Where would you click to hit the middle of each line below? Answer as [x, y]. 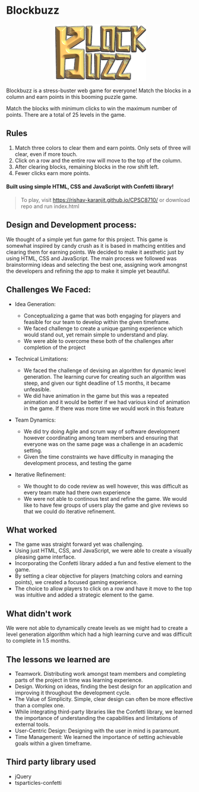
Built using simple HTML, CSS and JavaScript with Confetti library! [90, 187]
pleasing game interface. [45, 557]
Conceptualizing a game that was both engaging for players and [102, 316]
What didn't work [39, 614]
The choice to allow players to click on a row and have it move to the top [103, 589]
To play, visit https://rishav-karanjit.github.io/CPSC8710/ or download [105, 199]
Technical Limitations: [41, 358]
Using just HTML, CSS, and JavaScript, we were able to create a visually [103, 551]
